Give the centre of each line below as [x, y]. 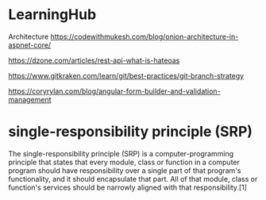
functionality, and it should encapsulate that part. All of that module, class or [133, 179]
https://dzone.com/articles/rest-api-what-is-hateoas [94, 60]
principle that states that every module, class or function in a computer [124, 162]
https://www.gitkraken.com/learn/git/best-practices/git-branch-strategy [126, 75]
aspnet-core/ [30, 44]
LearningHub [52, 15]
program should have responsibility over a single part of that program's [125, 170]
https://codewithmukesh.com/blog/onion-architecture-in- [145, 37]
